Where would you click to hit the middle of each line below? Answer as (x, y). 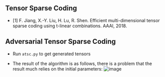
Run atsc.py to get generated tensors (51, 54)
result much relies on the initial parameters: (58, 69)
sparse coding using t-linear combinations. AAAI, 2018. (70, 26)
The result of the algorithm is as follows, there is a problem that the (82, 63)
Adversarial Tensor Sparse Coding (61, 42)
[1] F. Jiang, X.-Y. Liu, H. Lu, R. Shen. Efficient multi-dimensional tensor (86, 20)
